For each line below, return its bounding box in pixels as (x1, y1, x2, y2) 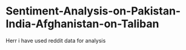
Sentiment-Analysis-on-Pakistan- (5, 4, 181, 18)
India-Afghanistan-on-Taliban (5, 17, 159, 31)
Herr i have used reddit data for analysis (5, 37, 106, 44)
